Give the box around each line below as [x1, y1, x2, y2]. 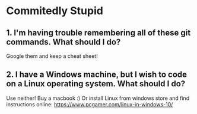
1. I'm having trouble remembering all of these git [6, 28, 191, 38]
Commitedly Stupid [6, 4, 104, 18]
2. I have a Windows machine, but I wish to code [6, 70, 188, 80]
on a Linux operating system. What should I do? [6, 79, 186, 89]
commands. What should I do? [6, 37, 121, 47]
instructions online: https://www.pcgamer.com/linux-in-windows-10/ [6, 100, 173, 108]
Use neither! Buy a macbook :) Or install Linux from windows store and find [6, 95, 190, 102]
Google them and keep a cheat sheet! [6, 53, 98, 60]
